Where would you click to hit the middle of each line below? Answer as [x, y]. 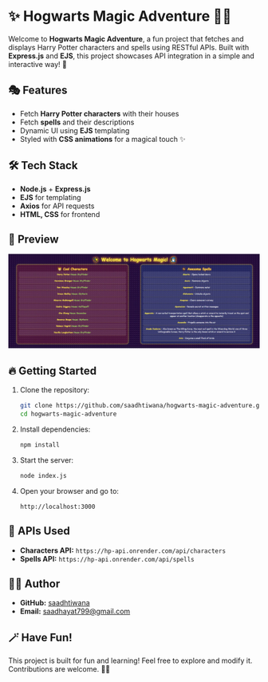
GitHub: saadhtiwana [55, 603]
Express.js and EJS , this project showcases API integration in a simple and [132, 56]
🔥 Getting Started [53, 371]
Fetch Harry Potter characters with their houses [99, 113]
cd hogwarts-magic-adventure [68, 414]
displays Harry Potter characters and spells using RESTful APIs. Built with [129, 47]
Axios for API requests [57, 206]
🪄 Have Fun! [41, 637]
